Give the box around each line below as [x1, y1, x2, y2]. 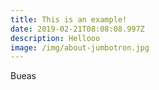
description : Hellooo [10, 33, 101, 43]
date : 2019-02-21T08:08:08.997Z [10, 24, 145, 34]
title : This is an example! [10, 14, 128, 25]
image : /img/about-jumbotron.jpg [10, 42, 150, 53]
